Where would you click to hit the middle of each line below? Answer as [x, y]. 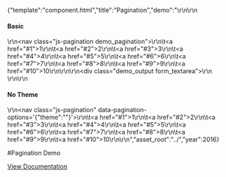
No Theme [23, 94]
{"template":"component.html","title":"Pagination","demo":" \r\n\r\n [103, 10]
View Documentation [37, 167]
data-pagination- [122, 110]
